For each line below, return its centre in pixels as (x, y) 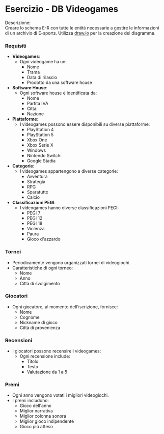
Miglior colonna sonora (43, 416)
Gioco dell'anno (35, 406)
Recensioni (19, 340)
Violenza (36, 229)
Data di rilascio (42, 78)
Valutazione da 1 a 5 (47, 372)
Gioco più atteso (36, 427)
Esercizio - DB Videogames (62, 9)
